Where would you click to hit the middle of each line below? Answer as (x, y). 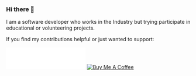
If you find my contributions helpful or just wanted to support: (80, 39)
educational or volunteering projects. (51, 28)
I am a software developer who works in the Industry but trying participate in (98, 22)
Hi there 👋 (20, 9)
